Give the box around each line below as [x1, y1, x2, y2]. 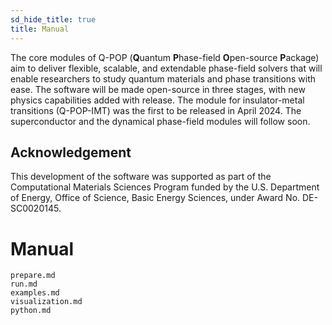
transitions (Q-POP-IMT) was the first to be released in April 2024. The [10, 104, 302, 116]
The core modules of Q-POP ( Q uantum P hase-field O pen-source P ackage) [10, 51, 320, 63]
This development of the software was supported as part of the [10, 171, 272, 183]
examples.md [10, 288, 60, 298]
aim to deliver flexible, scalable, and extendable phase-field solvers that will [10, 62, 323, 74]
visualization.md [10, 297, 83, 307]
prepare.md [10, 271, 56, 281]
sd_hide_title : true [10, 14, 97, 25]
